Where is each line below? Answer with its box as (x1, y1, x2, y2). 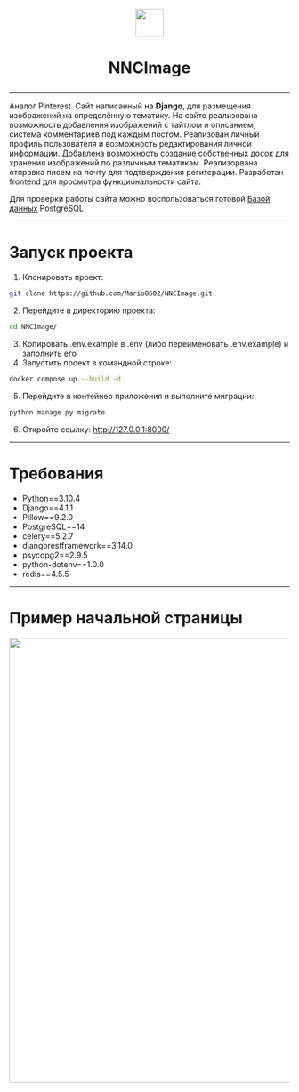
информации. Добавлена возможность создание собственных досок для (9, 148, 289, 159)
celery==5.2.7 (21, 530, 74, 542)
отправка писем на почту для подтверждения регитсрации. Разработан (9, 167, 284, 178)
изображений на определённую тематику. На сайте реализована (9, 110, 258, 121)
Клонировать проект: (21, 272, 104, 283)
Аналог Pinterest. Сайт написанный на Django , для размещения (9, 100, 251, 111)
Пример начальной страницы (9, 607, 243, 628)
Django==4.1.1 (21, 502, 74, 513)
